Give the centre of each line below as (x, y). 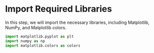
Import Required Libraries (58, 9)
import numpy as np (25, 41)
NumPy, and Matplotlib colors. (36, 27)
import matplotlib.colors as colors (43, 45)
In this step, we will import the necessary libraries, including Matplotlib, (77, 22)
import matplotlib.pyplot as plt (39, 36)
